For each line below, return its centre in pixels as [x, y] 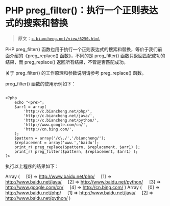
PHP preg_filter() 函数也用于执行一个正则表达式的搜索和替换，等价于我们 [82, 49]
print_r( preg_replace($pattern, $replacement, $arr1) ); [77, 147]
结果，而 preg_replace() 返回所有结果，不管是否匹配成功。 [67, 62]
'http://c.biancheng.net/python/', [62, 120]
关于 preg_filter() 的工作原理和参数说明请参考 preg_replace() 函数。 [76, 73]
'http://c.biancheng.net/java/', [59, 116]
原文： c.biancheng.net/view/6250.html [59, 38]
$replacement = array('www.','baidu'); [57, 143]
